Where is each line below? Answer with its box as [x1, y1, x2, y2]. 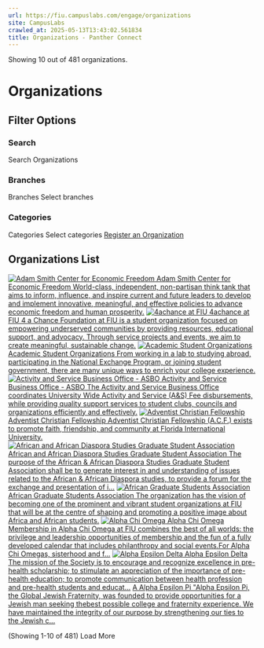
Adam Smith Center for [156, 273, 231, 283]
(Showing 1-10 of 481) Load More [8, 631, 115, 640]
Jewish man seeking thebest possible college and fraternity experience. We [8, 599, 254, 609]
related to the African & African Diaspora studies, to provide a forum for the [8, 474, 252, 483]
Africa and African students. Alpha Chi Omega [8, 515, 225, 525]
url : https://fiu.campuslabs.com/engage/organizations [8, 11, 192, 20]
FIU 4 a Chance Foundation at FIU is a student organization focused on [8, 315, 238, 324]
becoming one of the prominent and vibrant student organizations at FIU [8, 499, 242, 508]
